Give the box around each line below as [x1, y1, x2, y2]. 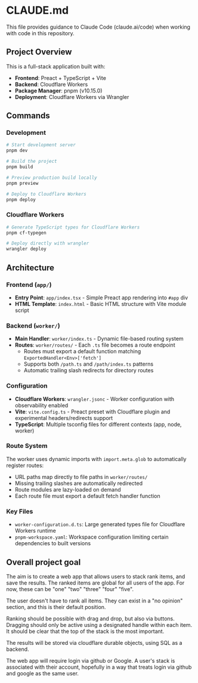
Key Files [6, 507, 33, 515]
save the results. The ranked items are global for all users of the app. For [6, 579, 185, 586]
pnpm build [6, 164, 33, 170]
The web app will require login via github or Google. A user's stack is [6, 657, 175, 664]
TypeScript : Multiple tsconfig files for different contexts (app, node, [14, 421, 182, 428]
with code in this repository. [6, 29, 75, 36]
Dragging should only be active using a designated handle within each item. [6, 621, 193, 628]
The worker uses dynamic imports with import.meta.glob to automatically [6, 455, 187, 462]
